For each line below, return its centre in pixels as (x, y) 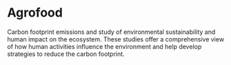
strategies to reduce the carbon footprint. (66, 54)
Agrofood (35, 13)
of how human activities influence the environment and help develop (104, 46)
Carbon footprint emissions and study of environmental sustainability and (111, 32)
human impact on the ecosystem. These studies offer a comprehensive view (116, 39)
